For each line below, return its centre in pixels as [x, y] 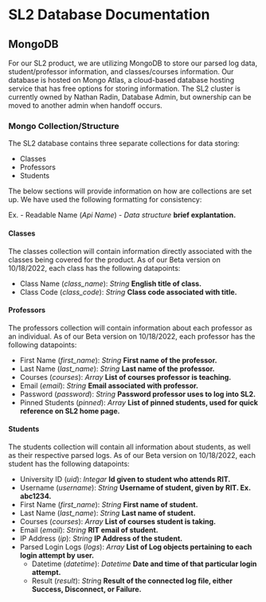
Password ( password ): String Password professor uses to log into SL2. [138, 394]
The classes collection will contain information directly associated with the [130, 251]
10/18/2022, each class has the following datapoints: [94, 268]
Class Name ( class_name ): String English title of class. [110, 283]
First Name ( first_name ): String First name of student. [109, 504]
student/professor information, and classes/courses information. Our [121, 72]
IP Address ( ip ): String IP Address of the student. [101, 538]
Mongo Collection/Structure [64, 126]
